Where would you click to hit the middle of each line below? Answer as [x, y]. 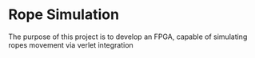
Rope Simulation [64, 15]
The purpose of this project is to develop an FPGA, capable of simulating [128, 37]
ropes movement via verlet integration [71, 44]
